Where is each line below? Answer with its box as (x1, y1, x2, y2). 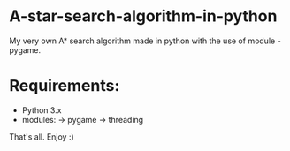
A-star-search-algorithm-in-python (9, 6, 278, 26)
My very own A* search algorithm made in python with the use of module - (9, 35, 281, 46)
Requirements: (9, 76, 120, 96)
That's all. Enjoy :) (9, 131, 75, 142)
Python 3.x (21, 104, 62, 116)
